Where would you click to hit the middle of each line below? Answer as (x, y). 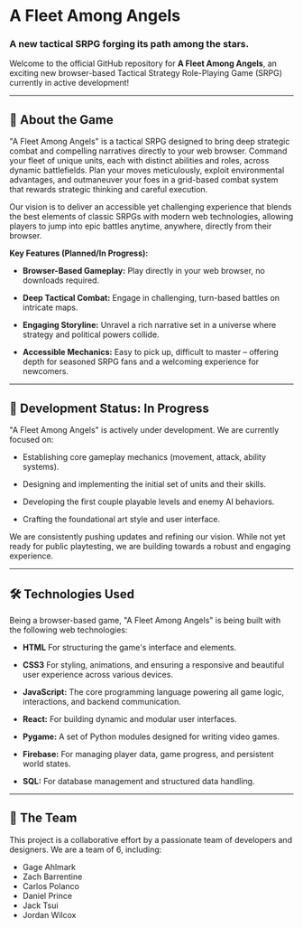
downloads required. (61, 280)
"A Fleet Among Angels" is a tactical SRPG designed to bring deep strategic (150, 142)
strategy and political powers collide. (91, 334)
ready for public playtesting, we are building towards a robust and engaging (150, 547)
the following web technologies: (69, 630)
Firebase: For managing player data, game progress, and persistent (148, 754)
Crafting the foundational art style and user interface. (121, 520)
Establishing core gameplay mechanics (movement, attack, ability (144, 457)
